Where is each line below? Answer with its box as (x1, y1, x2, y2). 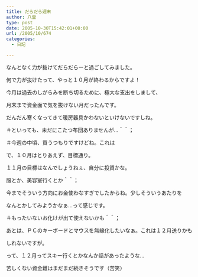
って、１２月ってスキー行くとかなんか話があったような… (6, 252, 145, 259)
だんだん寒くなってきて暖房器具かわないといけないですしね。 (6, 113, 156, 121)
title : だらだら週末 (6, 8, 51, 15)
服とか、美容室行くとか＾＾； (6, 177, 79, 184)
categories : (6, 36, 35, 42)
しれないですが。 (6, 239, 48, 246)
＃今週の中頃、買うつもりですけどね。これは (6, 139, 115, 146)
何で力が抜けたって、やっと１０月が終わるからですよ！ (6, 76, 141, 83)
